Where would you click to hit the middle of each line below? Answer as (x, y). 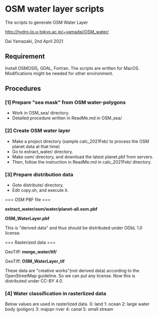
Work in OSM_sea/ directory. (41, 113)
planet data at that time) (36, 146)
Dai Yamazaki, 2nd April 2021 (34, 41)
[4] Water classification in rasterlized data (56, 293)
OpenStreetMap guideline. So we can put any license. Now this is (70, 276)
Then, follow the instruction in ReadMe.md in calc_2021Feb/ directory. (82, 162)
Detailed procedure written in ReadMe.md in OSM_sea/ (67, 118)
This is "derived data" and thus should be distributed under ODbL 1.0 (74, 228)
